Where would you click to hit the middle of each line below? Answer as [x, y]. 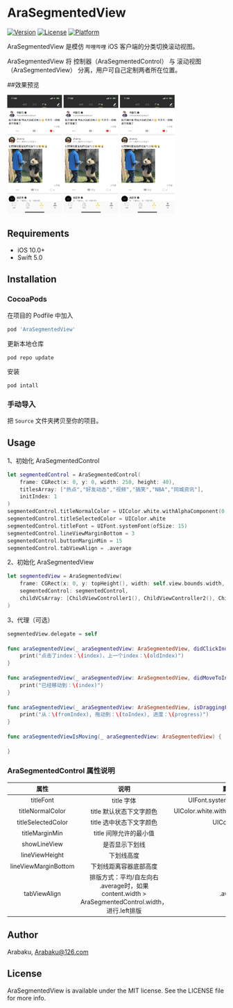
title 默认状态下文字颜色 [124, 811]
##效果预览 [23, 84]
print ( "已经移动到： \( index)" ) [62, 685]
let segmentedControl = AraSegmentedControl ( [74, 475]
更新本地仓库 [25, 343]
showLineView [43, 844]
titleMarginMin [43, 833]
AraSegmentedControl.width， [124, 902]
